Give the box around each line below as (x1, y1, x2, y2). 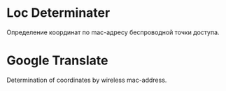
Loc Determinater (6, 5, 111, 21)
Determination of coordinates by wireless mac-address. (6, 76, 167, 84)
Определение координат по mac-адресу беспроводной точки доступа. (6, 28, 220, 36)
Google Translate (6, 52, 108, 69)
